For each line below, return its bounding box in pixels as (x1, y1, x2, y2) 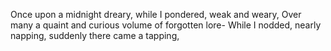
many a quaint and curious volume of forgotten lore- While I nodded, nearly (10, 19, 322, 31)
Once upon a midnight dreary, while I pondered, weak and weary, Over (10, 9, 302, 20)
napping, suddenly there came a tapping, (10, 30, 180, 41)
